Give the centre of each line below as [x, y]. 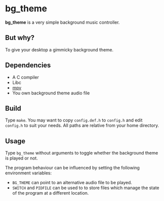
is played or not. [21, 158]
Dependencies [28, 65]
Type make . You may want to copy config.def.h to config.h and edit [74, 120]
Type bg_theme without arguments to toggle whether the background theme [82, 153]
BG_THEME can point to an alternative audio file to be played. [72, 183]
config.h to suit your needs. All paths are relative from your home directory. [82, 125]
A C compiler [25, 77]
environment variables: [28, 173]
